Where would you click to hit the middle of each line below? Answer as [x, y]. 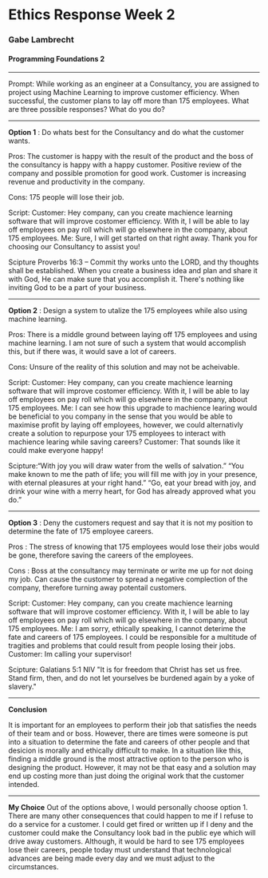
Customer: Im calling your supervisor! [70, 654]
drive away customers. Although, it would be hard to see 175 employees [126, 841]
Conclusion [28, 709]
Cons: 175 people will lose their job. [67, 197]
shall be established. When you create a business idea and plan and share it [133, 271]
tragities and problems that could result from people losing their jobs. [122, 646]
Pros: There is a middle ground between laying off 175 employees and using [133, 335]
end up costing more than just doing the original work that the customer [126, 776]
